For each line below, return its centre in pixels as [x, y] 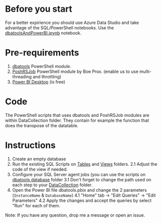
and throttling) [47, 76]
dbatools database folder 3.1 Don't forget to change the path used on [82, 179]
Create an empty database [39, 159]
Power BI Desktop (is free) [39, 82]
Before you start [39, 9]
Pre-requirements [42, 53]
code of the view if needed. [40, 169]
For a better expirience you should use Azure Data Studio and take [72, 22]
